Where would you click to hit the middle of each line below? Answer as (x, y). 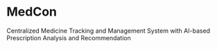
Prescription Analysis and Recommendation (69, 37)
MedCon (32, 12)
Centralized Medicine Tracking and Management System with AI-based (108, 31)
